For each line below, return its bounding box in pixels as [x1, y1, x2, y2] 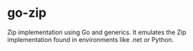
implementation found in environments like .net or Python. [7, 35, 174, 43]
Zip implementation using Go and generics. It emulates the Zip [7, 28, 187, 36]
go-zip [7, 5, 47, 21]
